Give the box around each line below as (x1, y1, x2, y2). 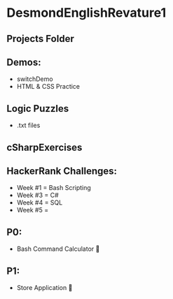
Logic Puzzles (6, 103, 69, 115)
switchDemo (16, 75, 53, 83)
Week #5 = (16, 206, 49, 214)
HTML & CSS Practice (16, 82, 81, 91)
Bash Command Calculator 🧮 (16, 245, 100, 253)
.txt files (16, 121, 41, 130)
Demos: (6, 56, 41, 68)
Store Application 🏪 (16, 284, 73, 292)
